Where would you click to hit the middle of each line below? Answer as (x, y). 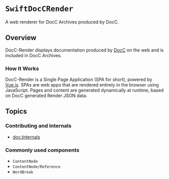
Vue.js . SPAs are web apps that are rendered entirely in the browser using (82, 85)
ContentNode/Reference (36, 167)
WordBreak (23, 172)
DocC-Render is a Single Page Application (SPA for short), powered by (79, 79)
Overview (21, 38)
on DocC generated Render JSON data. (46, 96)
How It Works (22, 68)
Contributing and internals (38, 126)
